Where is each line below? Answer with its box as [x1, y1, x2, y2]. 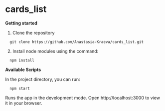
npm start [9, 86, 30, 91]
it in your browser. [5, 100, 42, 106]
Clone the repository [12, 29, 55, 35]
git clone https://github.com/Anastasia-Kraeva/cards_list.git [9, 39, 144, 44]
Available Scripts [5, 66, 41, 72]
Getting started [5, 20, 37, 26]
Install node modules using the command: [12, 48, 99, 54]
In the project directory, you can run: [5, 76, 80, 82]
